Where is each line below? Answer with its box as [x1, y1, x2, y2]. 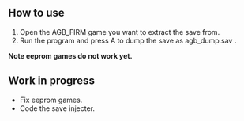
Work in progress [8, 74, 95, 88]
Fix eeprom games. [19, 95, 83, 104]
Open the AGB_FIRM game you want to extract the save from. [19, 27, 220, 36]
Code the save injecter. [19, 103, 96, 113]
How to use [8, 6, 65, 20]
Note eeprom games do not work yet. [8, 51, 133, 60]
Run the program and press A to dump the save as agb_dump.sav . [19, 36, 237, 45]
